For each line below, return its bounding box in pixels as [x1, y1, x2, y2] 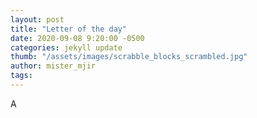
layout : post [10, 14, 65, 25]
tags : [10, 71, 33, 81]
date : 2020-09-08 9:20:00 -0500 [10, 33, 145, 43]
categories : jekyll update [10, 42, 123, 53]
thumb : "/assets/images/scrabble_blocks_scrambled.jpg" [10, 52, 248, 62]
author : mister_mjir [10, 61, 97, 71]
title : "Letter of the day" [10, 24, 128, 34]
